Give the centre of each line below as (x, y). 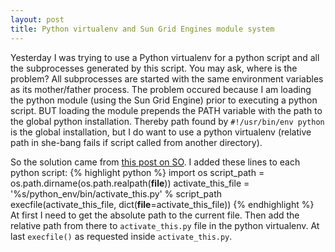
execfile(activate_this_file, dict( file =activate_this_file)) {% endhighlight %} (162, 204)
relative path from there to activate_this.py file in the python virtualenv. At (165, 225)
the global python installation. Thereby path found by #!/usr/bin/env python (167, 121)
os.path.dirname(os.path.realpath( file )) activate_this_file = (130, 183)
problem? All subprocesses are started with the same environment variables (167, 78)
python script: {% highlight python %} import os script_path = (137, 172)
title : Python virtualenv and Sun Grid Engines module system (142, 29)
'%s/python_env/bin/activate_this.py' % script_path (116, 193)
